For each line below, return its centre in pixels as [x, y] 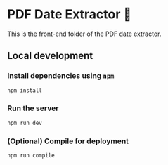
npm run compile [31, 155]
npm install [25, 91]
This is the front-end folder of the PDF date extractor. [84, 34]
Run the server [33, 108]
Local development [50, 56]
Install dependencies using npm [61, 76]
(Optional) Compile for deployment [68, 141]
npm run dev [25, 123]
